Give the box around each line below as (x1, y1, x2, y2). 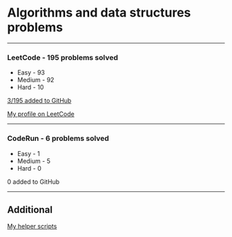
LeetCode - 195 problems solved (7, 53, 119, 62)
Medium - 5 (17, 157, 50, 165)
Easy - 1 (17, 149, 40, 158)
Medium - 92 (17, 76, 55, 84)
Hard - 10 (17, 83, 44, 91)
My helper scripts (7, 222, 57, 231)
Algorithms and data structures (7, 5, 191, 21)
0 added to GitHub (7, 178, 60, 186)
